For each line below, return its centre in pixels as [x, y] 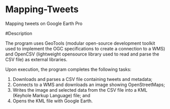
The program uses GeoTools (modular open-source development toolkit [80, 43]
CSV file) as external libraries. [36, 59]
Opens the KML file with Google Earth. [53, 101]
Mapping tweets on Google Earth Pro [44, 23]
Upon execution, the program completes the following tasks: [69, 69]
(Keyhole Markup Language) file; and [51, 95]
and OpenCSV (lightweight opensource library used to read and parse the [82, 54]
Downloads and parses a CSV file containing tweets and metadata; [82, 79]
